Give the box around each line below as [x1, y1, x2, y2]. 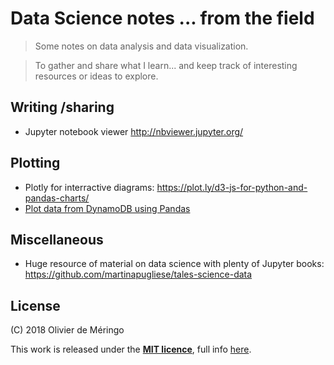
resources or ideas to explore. [34, 70, 159, 82]
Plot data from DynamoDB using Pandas [24, 202, 191, 214]
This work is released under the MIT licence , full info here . [10, 343, 252, 356]
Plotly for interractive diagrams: [24, 181, 155, 193]
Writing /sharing [10, 99, 115, 116]
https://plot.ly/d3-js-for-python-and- [156, 181, 308, 193]
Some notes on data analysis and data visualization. [34, 40, 249, 52]
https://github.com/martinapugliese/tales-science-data [24, 268, 253, 281]
